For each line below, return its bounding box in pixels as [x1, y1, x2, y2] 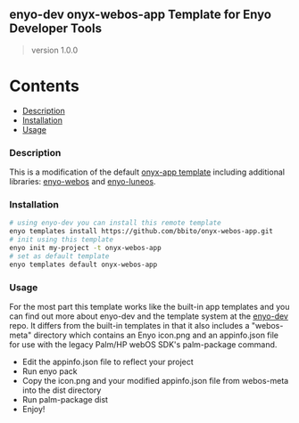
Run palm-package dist [21, 394, 109, 404]
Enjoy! [21, 403, 46, 414]
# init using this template [9, 235, 114, 244]
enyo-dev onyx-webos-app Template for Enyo [9, 7, 272, 22]
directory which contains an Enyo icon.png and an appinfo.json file [33, 329, 279, 340]
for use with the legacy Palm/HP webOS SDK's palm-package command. [9, 338, 278, 350]
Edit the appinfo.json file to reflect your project [21, 356, 194, 367]
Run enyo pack [21, 365, 78, 377]
